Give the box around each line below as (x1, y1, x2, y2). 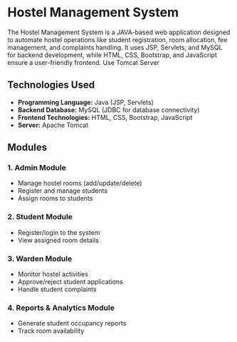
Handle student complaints (17, 285, 98, 293)
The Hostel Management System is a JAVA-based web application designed (7, 28, 231, 36)
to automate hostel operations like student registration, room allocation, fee (7, 35, 228, 44)
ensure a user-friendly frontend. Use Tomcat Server (7, 58, 160, 66)
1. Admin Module (7, 163, 66, 173)
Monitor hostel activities (17, 270, 89, 278)
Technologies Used (7, 79, 95, 91)
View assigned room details (17, 236, 100, 244)
